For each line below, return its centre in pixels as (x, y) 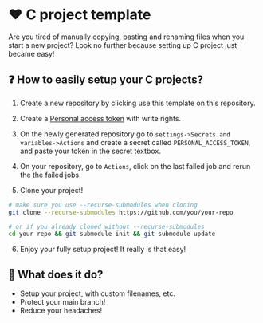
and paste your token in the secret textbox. (90, 151)
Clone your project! (51, 190)
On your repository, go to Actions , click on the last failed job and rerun (135, 166)
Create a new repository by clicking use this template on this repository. (138, 103)
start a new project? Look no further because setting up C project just (123, 45)
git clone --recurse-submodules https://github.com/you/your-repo (121, 212)
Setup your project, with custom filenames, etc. (97, 293)
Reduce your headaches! (61, 311)
